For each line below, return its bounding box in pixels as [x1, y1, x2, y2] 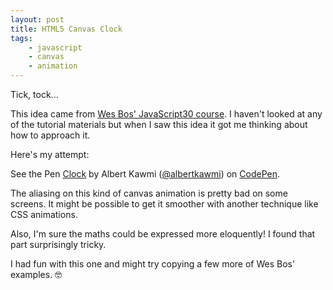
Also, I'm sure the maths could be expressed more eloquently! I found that [10, 228, 316, 240]
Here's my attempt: [10, 149, 90, 160]
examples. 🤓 [10, 269, 63, 280]
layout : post [10, 14, 65, 25]
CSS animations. [10, 209, 78, 220]
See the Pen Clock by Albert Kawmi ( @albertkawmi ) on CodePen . [10, 168, 281, 180]
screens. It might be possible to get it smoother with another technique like [10, 198, 319, 210]
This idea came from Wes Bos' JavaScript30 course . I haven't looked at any [10, 108, 323, 120]
